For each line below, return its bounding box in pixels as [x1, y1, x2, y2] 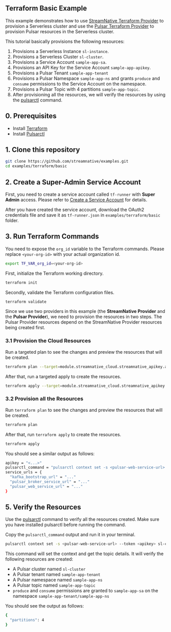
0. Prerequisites [5, 112, 57, 120]
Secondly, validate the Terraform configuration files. [5, 289, 115, 295]
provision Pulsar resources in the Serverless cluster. [5, 28, 115, 35]
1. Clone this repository [5, 145, 80, 154]
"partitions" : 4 [10, 618, 44, 623]
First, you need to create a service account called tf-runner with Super [5, 191, 155, 197]
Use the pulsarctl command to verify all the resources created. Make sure [5, 516, 159, 522]
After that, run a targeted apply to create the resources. [5, 373, 122, 379]
